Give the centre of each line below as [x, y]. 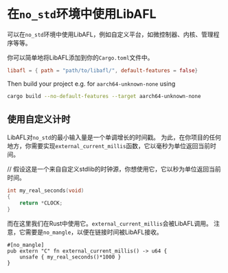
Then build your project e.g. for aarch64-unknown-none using [91, 84]
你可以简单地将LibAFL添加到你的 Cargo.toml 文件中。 [80, 57]
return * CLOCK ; [41, 203]
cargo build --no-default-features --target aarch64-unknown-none [104, 96]
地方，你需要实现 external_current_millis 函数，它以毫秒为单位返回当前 [109, 145]
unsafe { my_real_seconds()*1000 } [70, 257]
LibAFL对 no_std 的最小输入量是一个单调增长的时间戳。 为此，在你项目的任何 [114, 137]
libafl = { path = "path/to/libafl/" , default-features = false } [102, 70]
